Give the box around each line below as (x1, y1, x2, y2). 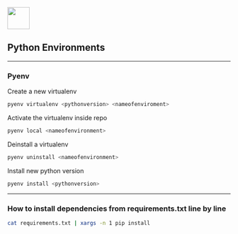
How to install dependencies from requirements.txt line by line (7, 204, 227, 213)
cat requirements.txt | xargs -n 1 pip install (7, 219, 151, 226)
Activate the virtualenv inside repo (7, 113, 108, 122)
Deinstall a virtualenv (7, 140, 69, 148)
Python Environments (7, 42, 106, 54)
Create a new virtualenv (7, 87, 77, 95)
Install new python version (7, 166, 84, 175)
